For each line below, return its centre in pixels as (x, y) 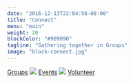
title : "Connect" (32, 20)
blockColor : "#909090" (40, 39)
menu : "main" (26, 26)
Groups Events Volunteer (51, 72)
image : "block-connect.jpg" (48, 52)
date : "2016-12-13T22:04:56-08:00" (58, 13)
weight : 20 (23, 33)
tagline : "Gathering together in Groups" (68, 45)
